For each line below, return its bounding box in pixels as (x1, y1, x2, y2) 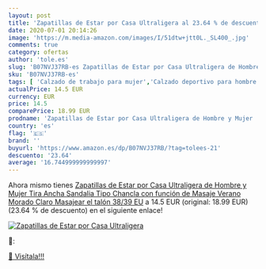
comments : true (8, 41, 59, 49)
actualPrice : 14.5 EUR (8, 85, 83, 93)
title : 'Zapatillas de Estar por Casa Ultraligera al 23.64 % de (8, 19, 228, 27)
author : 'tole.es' (8, 56, 69, 64)
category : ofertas (8, 48, 69, 56)
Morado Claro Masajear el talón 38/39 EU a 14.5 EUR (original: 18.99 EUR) (8, 197, 249, 206)
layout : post (8, 11, 51, 20)
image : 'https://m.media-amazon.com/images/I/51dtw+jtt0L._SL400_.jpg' (8, 33, 249, 42)
